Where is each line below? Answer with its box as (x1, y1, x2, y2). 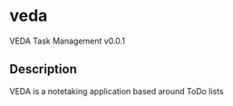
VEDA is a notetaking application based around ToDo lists (9, 85, 224, 96)
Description (9, 62, 77, 77)
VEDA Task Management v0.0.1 (9, 35, 125, 46)
